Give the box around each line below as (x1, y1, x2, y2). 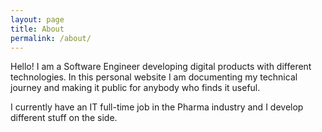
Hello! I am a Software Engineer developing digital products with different (10, 61, 312, 73)
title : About (10, 24, 65, 34)
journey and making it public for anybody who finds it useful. (10, 82, 261, 94)
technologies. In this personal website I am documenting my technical (10, 71, 298, 83)
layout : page (10, 14, 65, 25)
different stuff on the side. (10, 112, 118, 124)
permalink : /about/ (10, 33, 92, 43)
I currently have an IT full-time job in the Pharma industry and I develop (10, 101, 304, 113)
